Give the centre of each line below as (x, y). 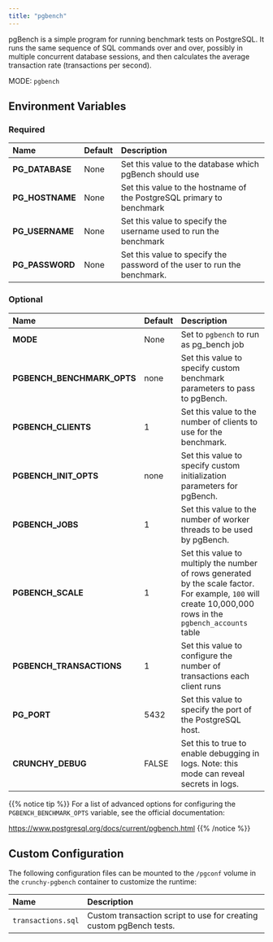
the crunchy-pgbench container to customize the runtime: (103, 882)
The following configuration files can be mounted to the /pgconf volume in (132, 873)
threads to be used (217, 530)
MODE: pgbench (34, 81)
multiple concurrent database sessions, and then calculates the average (129, 56)
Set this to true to (214, 743)
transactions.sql (46, 921)
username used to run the (170, 231)
